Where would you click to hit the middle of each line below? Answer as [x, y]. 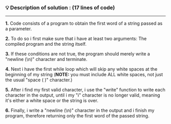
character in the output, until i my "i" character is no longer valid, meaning [83, 95]
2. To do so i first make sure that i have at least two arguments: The [76, 39]
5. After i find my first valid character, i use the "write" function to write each [85, 90]
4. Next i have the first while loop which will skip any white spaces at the [81, 69]
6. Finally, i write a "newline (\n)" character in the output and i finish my [80, 110]
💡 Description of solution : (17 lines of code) [60, 8]
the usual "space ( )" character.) [39, 80]
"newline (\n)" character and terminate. [46, 59]
